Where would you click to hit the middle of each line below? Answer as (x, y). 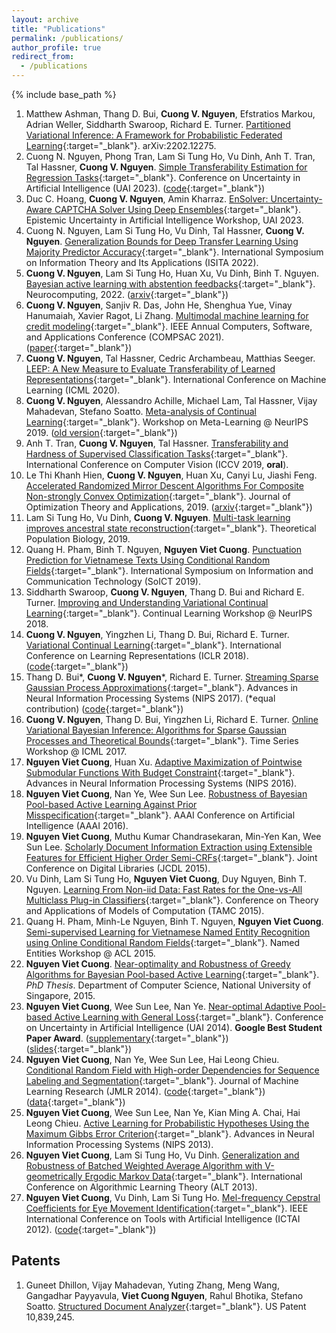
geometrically (54, 1176)
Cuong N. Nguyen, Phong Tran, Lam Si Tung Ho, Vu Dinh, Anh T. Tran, (170, 156)
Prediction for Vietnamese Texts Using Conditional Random (148, 560)
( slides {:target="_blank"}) (79, 1049)
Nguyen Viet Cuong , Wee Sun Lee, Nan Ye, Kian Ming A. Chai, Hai (163, 1112)
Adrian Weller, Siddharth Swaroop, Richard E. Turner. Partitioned (158, 124)
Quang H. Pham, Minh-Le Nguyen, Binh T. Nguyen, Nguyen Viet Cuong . (174, 921)
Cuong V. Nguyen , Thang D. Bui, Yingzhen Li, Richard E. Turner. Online (172, 719)
